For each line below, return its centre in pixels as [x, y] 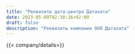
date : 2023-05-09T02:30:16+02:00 [48, 17]
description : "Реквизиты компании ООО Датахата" [68, 28]
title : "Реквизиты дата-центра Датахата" [59, 12]
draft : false [22, 23]
